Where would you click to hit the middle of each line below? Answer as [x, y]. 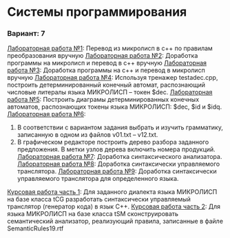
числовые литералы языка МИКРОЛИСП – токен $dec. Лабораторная [110, 92]
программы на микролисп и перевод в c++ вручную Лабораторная [107, 63]
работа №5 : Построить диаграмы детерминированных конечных [103, 100]
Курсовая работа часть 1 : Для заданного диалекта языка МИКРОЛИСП [112, 192]
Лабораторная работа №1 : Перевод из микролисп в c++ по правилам [110, 48]
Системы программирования [97, 12]
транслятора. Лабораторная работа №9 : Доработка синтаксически [117, 171]
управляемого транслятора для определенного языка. [98, 179]
